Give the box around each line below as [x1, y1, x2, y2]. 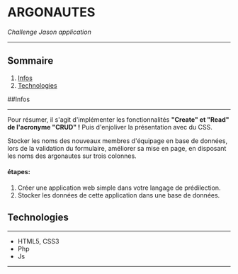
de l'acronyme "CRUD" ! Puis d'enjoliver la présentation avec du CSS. [7, 122, 212, 131]
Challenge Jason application [7, 28, 92, 36]
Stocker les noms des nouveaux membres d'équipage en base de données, [7, 136, 228, 145]
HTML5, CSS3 [17, 236, 59, 245]
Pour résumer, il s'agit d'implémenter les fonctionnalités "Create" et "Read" [7, 115, 229, 124]
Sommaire [7, 55, 54, 67]
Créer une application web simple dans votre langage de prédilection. [17, 183, 221, 192]
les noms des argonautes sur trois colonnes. [7, 152, 137, 160]
